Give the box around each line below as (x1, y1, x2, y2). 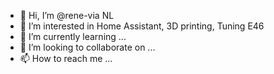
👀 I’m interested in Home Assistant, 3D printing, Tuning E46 (19, 20, 265, 32)
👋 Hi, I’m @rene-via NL (19, 10, 115, 21)
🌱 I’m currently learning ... (19, 31, 127, 42)
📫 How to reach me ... (19, 53, 113, 64)
